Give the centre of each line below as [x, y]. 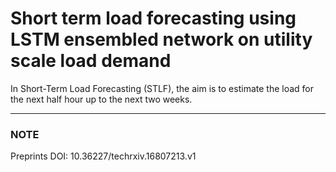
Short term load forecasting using [153, 18]
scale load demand [91, 61]
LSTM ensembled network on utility [161, 39]
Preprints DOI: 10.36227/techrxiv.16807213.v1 [103, 156]
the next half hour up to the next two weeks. [101, 99]
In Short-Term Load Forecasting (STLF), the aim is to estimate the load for [162, 88]
